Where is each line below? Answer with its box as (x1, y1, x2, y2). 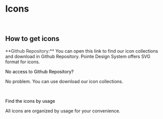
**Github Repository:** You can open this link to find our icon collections (5, 48, 158, 54)
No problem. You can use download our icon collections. (5, 78, 124, 84)
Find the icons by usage (5, 98, 56, 104)
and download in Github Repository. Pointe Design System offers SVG (5, 53, 151, 59)
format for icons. (5, 59, 40, 65)
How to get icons (5, 34, 60, 43)
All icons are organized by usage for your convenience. (5, 107, 120, 114)
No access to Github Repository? (5, 68, 74, 74)
